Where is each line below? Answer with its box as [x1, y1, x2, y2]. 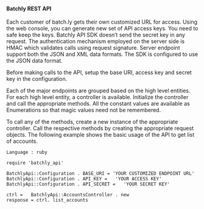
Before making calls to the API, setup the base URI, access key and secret [6, 69, 192, 76]
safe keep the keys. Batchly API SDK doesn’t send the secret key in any [6, 31, 186, 39]
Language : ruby [6, 149, 47, 156]
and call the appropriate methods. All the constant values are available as [6, 100, 190, 108]
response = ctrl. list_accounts [6, 197, 88, 204]
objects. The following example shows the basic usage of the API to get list [6, 131, 195, 139]
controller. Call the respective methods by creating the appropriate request [6, 125, 194, 132]
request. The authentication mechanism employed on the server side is [6, 38, 185, 45]
